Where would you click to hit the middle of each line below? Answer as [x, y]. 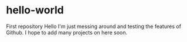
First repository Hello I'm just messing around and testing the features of [94, 26]
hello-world [35, 10]
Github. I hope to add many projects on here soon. [67, 32]
